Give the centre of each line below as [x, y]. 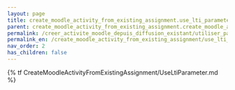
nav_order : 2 [26, 46]
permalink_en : [28, 40]
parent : [19, 27]
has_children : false [37, 53]
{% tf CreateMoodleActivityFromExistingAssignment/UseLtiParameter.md [113, 72]
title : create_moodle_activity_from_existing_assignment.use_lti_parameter [120, 20]
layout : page [26, 14]
